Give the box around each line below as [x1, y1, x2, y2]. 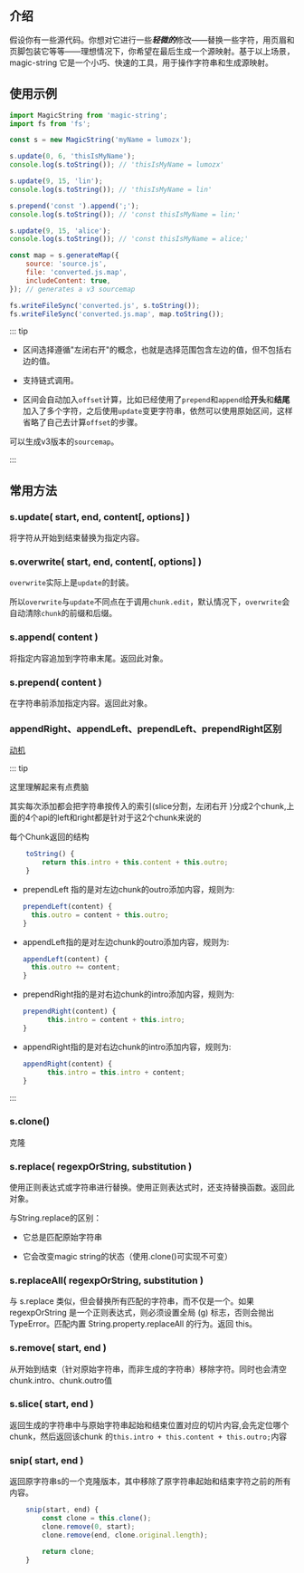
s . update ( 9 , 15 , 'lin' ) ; [9, 177, 103, 186]
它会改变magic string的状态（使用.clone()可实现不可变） [22, 1250, 233, 1261]
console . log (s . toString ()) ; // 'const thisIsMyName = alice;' [9, 235, 249, 244]
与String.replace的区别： [9, 1212, 102, 1223]
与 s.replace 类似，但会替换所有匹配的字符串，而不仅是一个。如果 [9, 1296, 255, 1307]
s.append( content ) [9, 631, 99, 643]
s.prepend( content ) [9, 676, 102, 689]
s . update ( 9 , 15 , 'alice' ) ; [9, 226, 111, 236]
